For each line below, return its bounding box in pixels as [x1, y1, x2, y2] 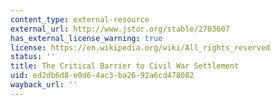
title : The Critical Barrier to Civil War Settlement [10, 61, 240, 71]
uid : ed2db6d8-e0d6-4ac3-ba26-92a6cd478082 [10, 71, 195, 81]
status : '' [10, 52, 56, 62]
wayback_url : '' [10, 80, 78, 90]
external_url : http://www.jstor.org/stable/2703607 [10, 24, 230, 34]
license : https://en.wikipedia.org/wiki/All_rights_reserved [10, 42, 271, 53]
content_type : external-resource [10, 14, 150, 25]
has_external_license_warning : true [10, 33, 163, 43]
